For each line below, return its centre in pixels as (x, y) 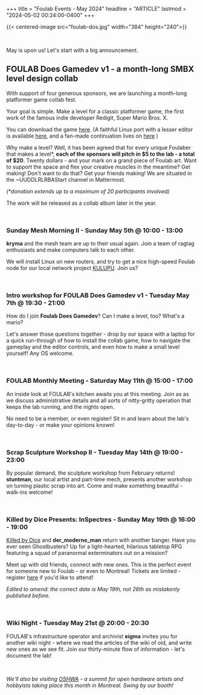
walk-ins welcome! (30, 492)
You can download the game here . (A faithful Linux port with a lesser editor (100, 129)
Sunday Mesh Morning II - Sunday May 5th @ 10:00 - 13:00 (95, 230)
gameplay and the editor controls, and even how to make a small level (93, 347)
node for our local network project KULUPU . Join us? (72, 268)
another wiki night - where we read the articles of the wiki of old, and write (99, 642)
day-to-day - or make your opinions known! (60, 424)
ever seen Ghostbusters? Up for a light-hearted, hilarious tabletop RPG (94, 546)
